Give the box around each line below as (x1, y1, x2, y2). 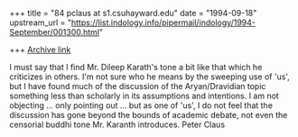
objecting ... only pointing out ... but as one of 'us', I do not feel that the (9, 100, 274, 111)
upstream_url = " (9, 17, 72, 28)
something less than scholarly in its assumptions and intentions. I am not (9, 90, 280, 101)
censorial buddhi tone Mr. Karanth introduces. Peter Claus (9, 119, 226, 130)
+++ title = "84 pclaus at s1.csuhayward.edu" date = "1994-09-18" (9, 8, 257, 18)
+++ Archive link (9, 44, 71, 55)
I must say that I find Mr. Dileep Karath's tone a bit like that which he (9, 62, 263, 72)
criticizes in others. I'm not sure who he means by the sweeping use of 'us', (9, 71, 291, 82)
